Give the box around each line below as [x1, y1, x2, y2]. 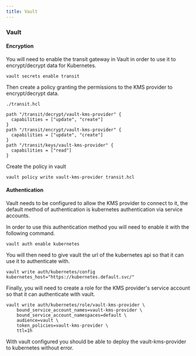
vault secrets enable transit [6, 73, 80, 79]
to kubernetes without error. [6, 344, 74, 351]
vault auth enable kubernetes [6, 241, 80, 247]
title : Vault [6, 8, 38, 15]
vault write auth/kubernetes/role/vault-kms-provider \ [6, 302, 145, 308]
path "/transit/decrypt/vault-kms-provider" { [6, 111, 122, 117]
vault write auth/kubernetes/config [6, 268, 95, 275]
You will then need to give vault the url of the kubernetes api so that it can [6, 251, 184, 258]
